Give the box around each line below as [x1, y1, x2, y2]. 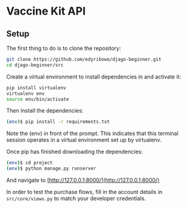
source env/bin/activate [6, 96, 69, 102]
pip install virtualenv [6, 85, 67, 91]
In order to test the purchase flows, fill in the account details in [6, 189, 163, 195]
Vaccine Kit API [6, 4, 86, 18]
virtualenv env [6, 90, 45, 97]
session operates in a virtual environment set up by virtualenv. [6, 136, 162, 144]
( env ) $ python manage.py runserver [6, 165, 97, 172]
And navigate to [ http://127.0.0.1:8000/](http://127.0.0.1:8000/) [6, 176, 160, 184]
